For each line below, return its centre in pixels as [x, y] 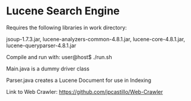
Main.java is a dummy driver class [48, 68]
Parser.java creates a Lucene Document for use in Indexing [79, 80]
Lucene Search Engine [63, 11]
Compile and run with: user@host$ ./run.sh [59, 57]
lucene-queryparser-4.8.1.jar [41, 45]
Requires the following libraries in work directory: [67, 27]
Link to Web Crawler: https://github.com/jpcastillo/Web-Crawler [84, 91]
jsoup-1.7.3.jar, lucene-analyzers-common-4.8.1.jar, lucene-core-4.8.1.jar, [96, 39]
